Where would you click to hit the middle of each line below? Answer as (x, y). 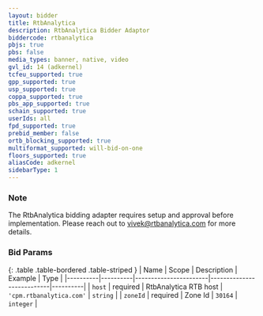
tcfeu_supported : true (45, 74)
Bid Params (30, 253)
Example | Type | (36, 278)
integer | (23, 303)
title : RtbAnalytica (42, 23)
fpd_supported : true (42, 126)
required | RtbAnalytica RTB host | (168, 287)
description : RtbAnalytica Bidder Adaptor (79, 30)
